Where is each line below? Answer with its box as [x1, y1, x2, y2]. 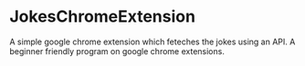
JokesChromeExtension [9, 6, 196, 27]
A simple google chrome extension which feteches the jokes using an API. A [9, 36, 296, 47]
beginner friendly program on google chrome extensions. [9, 45, 226, 56]
